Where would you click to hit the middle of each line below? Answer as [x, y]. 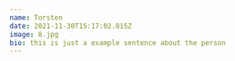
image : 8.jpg [34, 34]
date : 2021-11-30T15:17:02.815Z [71, 26]
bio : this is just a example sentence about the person [117, 43]
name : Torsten [36, 17]
